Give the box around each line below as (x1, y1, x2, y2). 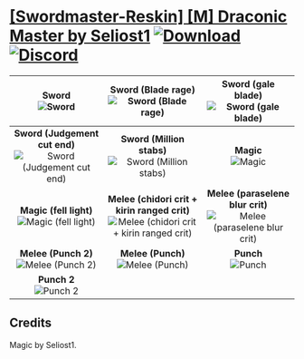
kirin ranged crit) (115, 204, 190, 217)
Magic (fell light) (19, 204, 93, 217)
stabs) (138, 143, 167, 156)
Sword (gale (221, 77, 276, 90)
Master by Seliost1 (9, 25, 151, 46)
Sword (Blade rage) (109, 83, 196, 96)
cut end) (37, 138, 75, 150)
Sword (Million (120, 132, 185, 145)
